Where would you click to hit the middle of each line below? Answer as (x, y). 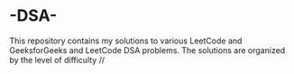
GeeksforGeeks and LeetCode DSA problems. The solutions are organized (147, 50)
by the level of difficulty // (57, 60)
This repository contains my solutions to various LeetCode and (126, 41)
